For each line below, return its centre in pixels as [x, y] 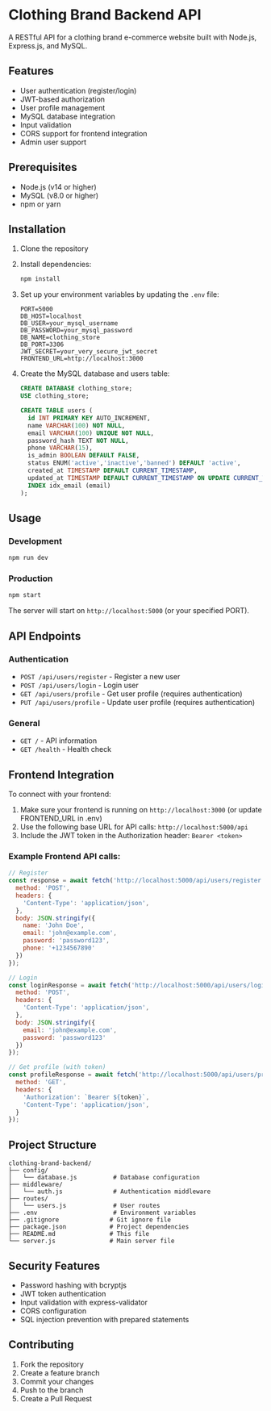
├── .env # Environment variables [102, 1213]
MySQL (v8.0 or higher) [59, 195]
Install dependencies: [56, 265]
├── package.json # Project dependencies [99, 1227]
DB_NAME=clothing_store [60, 338]
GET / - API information [58, 741]
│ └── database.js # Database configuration [104, 1178]
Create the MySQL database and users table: [95, 374]
